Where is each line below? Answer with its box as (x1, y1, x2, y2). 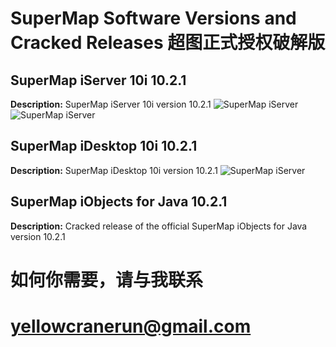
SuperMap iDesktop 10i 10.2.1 (10, 138, 198, 155)
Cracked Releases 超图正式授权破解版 (10, 32, 326, 54)
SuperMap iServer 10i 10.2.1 (10, 72, 187, 89)
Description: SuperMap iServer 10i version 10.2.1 (10, 98, 212, 110)
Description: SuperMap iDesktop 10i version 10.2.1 (10, 164, 218, 176)
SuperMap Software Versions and (10, 7, 297, 30)
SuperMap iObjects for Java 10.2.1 (10, 193, 228, 211)
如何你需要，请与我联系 (10, 268, 204, 291)
